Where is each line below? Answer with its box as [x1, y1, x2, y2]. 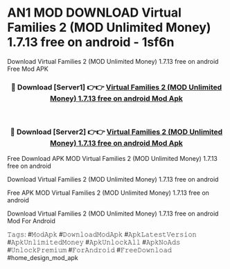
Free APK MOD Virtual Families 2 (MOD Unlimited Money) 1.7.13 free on [7, 189, 210, 197]
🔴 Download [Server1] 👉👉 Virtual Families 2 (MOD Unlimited [10, 82, 222, 92]
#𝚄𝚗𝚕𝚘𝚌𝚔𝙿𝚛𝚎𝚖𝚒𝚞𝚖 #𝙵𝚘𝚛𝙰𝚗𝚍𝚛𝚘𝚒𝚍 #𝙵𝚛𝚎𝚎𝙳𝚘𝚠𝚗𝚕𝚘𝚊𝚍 [7, 245, 172, 254]
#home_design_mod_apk [7, 253, 78, 261]
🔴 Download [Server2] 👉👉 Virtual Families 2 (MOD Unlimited [10, 127, 223, 137]
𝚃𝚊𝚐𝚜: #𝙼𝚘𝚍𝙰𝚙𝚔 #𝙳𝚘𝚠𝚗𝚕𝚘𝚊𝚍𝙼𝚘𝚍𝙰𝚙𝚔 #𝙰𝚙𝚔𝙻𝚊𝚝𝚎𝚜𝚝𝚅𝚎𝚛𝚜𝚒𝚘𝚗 [7, 230, 197, 238]
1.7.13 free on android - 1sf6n [7, 35, 175, 50]
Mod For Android [7, 216, 55, 225]
